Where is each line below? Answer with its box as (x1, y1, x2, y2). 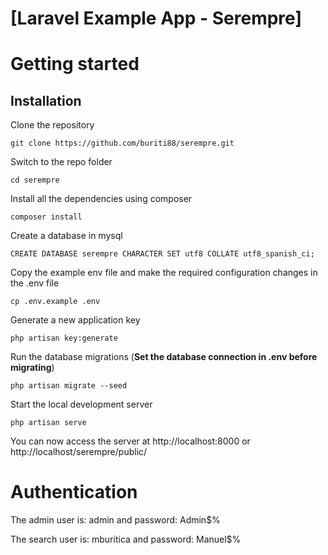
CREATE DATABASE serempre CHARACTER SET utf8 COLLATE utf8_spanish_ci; (10, 249, 315, 259)
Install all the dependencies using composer (10, 193, 193, 205)
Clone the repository (10, 119, 95, 131)
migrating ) (10, 362, 55, 374)
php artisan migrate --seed (10, 381, 128, 391)
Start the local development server (10, 398, 153, 411)
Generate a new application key (10, 314, 141, 326)
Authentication (10, 481, 138, 504)
